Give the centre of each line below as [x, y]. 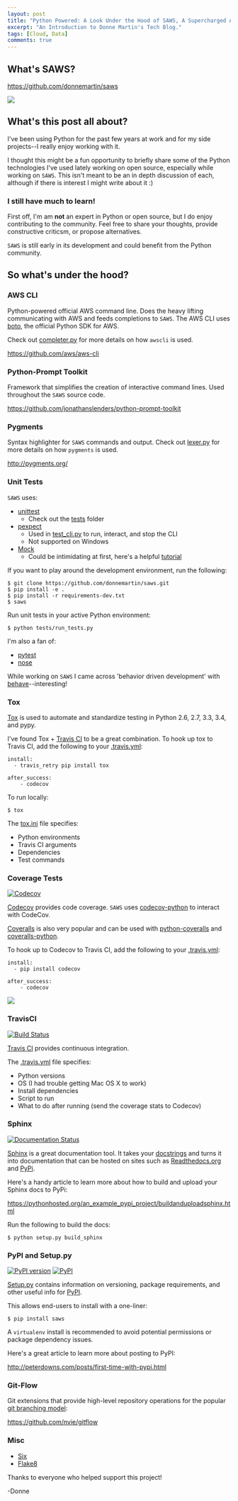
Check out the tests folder [66, 519]
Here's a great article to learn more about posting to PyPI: [91, 1353]
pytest [27, 655]
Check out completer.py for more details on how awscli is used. [100, 339]
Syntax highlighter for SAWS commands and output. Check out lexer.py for [114, 442]
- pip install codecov [47, 969]
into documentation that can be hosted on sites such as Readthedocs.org [114, 1161]
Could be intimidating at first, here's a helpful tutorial [105, 556]
